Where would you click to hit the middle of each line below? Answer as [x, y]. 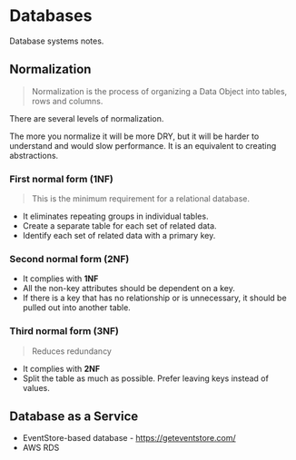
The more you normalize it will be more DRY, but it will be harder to [134, 136]
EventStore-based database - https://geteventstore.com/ [129, 438]
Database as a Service [74, 417]
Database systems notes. [57, 41]
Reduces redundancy [71, 351]
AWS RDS [41, 448]
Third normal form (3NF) [64, 331]
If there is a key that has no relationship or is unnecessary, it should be [155, 298]
